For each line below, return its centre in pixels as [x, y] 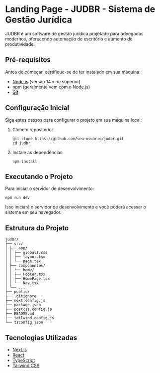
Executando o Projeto [39, 176]
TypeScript [24, 360]
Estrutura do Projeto [37, 228]
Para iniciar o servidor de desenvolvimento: [50, 188]
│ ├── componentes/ [25, 266]
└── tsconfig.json [24, 323]
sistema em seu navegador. [33, 212]
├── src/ [14, 244]
